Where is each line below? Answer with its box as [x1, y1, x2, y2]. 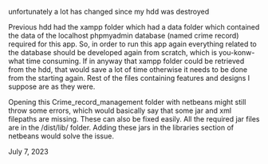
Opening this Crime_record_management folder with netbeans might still [8, 98, 246, 106]
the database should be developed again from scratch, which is [8, 48, 218, 57]
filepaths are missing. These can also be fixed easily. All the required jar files [8, 114, 261, 123]
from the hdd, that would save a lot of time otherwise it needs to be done [8, 65, 248, 74]
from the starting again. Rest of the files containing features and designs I [8, 74, 250, 82]
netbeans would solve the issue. [8, 131, 114, 141]
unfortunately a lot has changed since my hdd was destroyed [8, 7, 210, 16]
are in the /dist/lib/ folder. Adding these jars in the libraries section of [8, 123, 234, 132]
